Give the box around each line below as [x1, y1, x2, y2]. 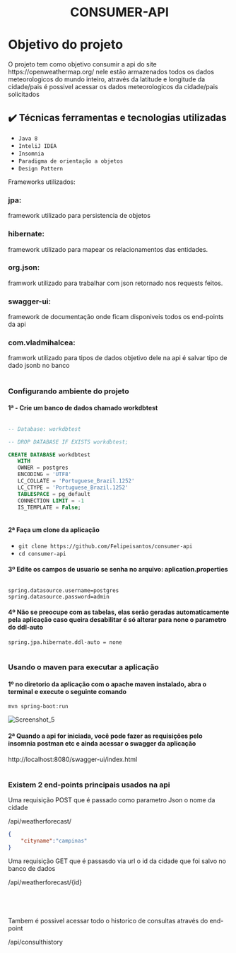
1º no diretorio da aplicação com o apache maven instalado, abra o [8, 680, 207, 688]
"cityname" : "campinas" [20, 837, 88, 844]
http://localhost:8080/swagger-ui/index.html [8, 755, 138, 763]
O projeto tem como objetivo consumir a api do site [8, 60, 158, 69]
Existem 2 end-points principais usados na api [8, 780, 170, 790]
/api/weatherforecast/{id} [8, 878, 83, 886]
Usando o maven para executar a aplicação [8, 662, 160, 672]
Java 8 [18, 135, 38, 142]
